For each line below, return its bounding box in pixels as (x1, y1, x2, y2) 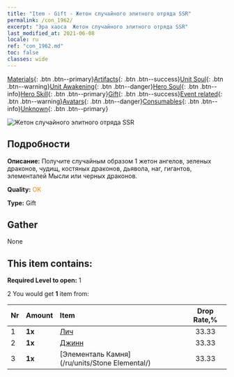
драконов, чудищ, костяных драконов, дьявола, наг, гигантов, (7, 164, 192, 172)
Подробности (7, 138, 70, 150)
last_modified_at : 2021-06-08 (7, 29, 95, 37)
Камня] (106, 350, 131, 360)
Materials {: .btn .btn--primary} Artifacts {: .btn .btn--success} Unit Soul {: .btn (7, 75, 224, 83)
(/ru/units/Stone (59, 358, 112, 368)
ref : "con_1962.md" (7, 43, 64, 50)
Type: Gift (7, 198, 36, 207)
